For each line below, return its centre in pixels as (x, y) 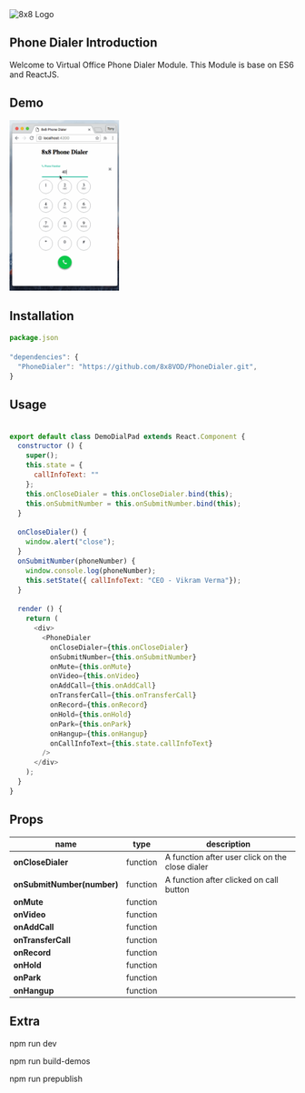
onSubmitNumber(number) (66, 885)
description (228, 844)
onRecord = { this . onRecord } (98, 705)
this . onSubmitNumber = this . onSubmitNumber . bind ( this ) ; (134, 504)
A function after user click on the (226, 857)
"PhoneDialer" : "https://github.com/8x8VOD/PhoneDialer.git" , (138, 367)
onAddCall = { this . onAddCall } (103, 686)
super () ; (42, 456)
